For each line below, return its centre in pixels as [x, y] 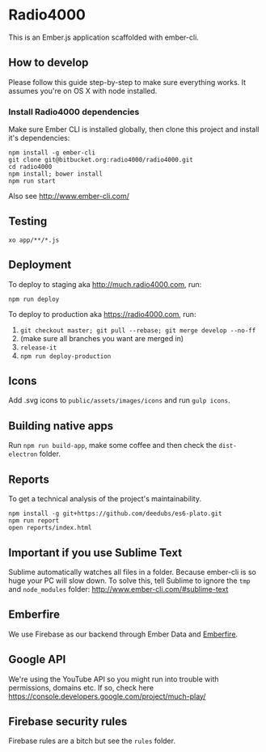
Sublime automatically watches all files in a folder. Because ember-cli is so [132, 572]
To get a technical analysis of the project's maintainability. [105, 499]
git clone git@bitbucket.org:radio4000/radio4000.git [101, 160]
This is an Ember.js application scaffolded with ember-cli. [104, 37]
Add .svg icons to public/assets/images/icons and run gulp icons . [119, 400]
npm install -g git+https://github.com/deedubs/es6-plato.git [115, 514]
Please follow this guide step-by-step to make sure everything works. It [127, 82]
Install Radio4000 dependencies [74, 112]
